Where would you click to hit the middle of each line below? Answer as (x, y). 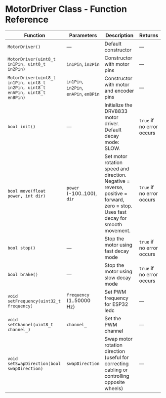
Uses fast (116, 212)
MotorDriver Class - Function (66, 9)
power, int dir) (27, 196)
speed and (117, 168)
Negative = (117, 181)
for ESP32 (116, 304)
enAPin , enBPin (83, 94)
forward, (114, 199)
